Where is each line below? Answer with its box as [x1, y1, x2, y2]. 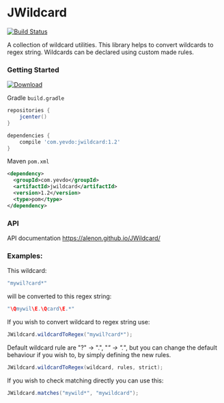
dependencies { [7, 132, 51, 139]
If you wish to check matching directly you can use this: [7, 376, 164, 385]
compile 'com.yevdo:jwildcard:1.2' [19, 138, 121, 145]
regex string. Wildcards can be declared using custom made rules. [7, 48, 195, 56]
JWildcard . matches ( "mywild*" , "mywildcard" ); [7, 389, 139, 396]
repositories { [7, 107, 51, 114]
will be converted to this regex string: [7, 292, 112, 300]
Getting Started [7, 65, 59, 75]
